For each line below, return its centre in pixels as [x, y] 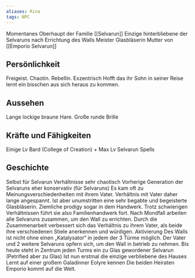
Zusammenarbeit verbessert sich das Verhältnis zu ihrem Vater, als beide [94, 225]
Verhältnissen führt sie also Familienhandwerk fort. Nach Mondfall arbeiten [97, 213]
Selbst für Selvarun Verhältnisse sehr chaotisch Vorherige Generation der [95, 182]
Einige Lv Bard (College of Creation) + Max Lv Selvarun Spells [81, 149]
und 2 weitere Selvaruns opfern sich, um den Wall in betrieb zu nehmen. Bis [97, 244]
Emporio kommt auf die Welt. [41, 269]
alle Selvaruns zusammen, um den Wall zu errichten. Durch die [82, 219]
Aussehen [25, 103]
